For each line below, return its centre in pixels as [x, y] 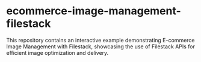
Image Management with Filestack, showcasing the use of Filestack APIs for [101, 46]
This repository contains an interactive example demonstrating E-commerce [100, 40]
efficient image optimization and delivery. [57, 52]
